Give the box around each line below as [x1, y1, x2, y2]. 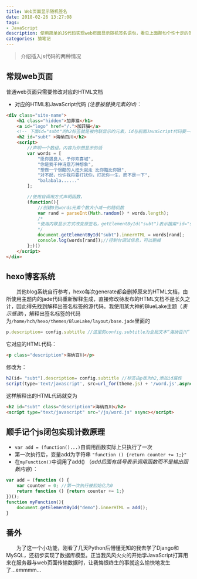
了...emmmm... [6, 567, 42, 574]
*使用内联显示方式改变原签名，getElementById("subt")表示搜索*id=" [37, 221, 190, 227]
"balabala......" [37, 178, 80, 184]
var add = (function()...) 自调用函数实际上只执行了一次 [14, 443, 152, 451]
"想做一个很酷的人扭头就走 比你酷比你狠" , [37, 167, 127, 173]
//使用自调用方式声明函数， [27, 194, 85, 200]
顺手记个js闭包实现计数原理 [6, 427, 106, 437]
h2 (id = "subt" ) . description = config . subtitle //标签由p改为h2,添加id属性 [6, 375, 182, 381]
